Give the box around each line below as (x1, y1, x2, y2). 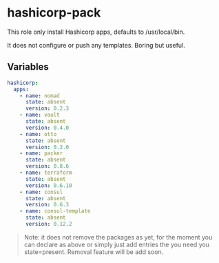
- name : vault (19, 112, 60, 119)
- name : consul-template (19, 208, 91, 215)
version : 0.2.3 (25, 105, 70, 112)
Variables (7, 61, 50, 73)
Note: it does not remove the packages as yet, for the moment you (23, 233, 213, 241)
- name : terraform (19, 169, 72, 176)
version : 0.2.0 (25, 144, 70, 150)
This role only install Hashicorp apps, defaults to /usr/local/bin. (7, 28, 185, 36)
